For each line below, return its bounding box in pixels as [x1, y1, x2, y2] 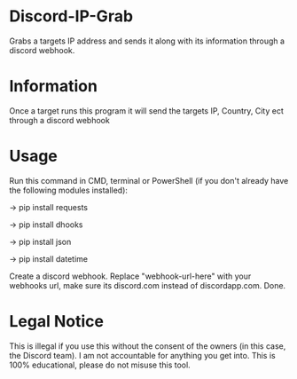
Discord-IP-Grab [9, 6, 134, 27]
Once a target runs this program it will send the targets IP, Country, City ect [9, 105, 284, 116]
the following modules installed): [9, 185, 129, 195]
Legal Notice [9, 312, 105, 331]
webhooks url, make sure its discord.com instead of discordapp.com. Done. [9, 280, 286, 290]
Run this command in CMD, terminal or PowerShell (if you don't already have [9, 175, 289, 186]
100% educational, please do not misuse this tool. [9, 359, 191, 370]
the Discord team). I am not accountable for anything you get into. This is [9, 350, 277, 360]
